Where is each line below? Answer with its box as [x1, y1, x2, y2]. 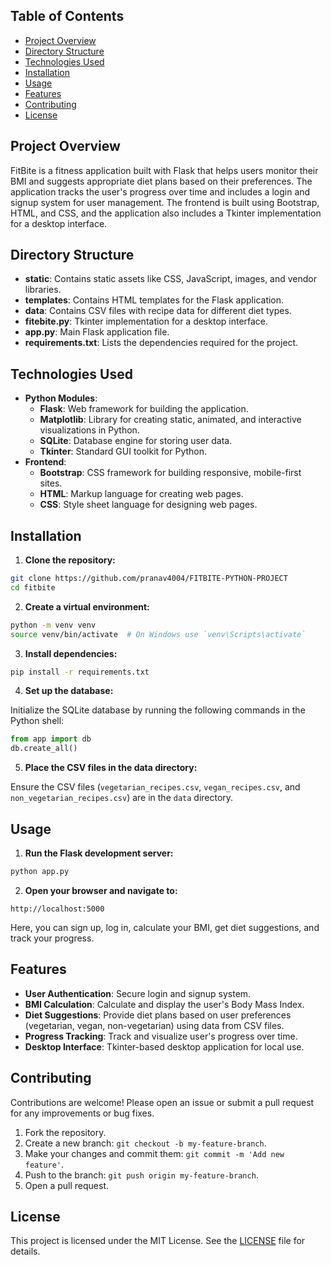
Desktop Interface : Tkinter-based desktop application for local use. [24, 1040, 305, 1053]
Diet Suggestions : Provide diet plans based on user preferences [24, 1009, 292, 1021]
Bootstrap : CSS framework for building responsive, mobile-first [39, 467, 302, 479]
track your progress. [10, 932, 95, 944]
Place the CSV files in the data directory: [24, 762, 198, 774]
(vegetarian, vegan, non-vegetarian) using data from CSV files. [24, 1019, 285, 1031]
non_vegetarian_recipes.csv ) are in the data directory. [10, 792, 234, 804]
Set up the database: [24, 685, 114, 697]
